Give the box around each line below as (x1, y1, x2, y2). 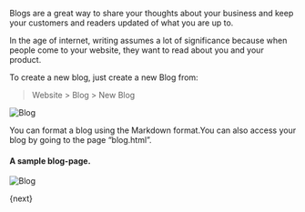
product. (9, 55, 42, 65)
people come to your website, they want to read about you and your (9, 45, 264, 56)
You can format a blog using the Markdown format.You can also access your (9, 125, 297, 136)
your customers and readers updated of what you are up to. (9, 17, 234, 28)
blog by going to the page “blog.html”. (9, 135, 152, 145)
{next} (9, 193, 34, 204)
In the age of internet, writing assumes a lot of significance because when (9, 35, 288, 45)
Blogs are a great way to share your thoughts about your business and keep (9, 8, 294, 18)
